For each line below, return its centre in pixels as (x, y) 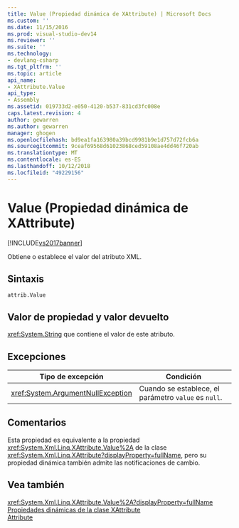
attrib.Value (27, 295)
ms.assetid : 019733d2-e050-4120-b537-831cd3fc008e (84, 107)
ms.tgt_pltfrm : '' (34, 67)
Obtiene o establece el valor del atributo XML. (75, 256)
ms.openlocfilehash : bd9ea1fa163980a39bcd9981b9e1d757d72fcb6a (103, 139)
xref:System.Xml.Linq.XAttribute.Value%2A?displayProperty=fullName (110, 502)
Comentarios (37, 423)
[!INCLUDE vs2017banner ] (45, 243)
